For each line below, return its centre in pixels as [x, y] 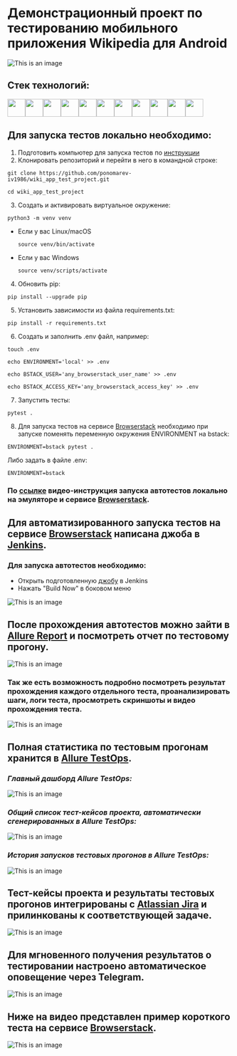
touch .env [23, 349]
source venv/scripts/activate [63, 271]
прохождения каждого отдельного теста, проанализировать [119, 691]
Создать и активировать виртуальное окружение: [94, 205]
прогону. [28, 647]
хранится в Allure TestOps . [69, 758]
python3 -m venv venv [39, 218]
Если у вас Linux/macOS [54, 231]
